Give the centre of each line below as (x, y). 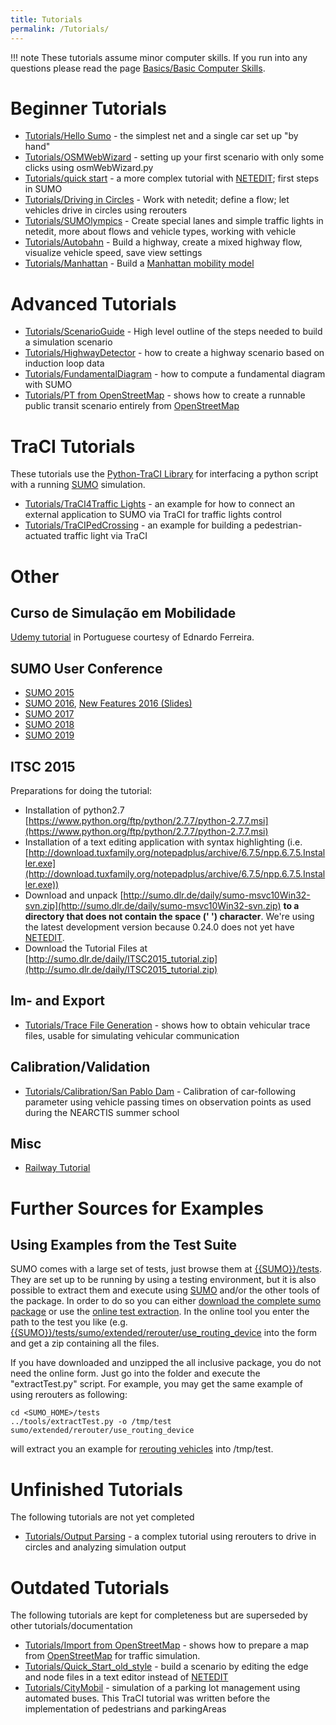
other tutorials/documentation (71, 1626)
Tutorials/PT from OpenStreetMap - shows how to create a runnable (165, 395)
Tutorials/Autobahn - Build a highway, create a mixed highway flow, (163, 242)
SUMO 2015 (49, 693)
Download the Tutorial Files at (86, 948)
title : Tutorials (46, 19)
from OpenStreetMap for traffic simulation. (112, 1656)
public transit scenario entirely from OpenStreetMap (132, 406)
